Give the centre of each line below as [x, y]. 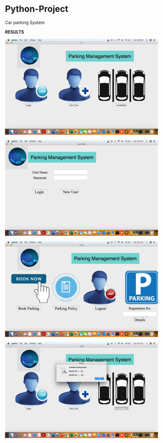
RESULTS [15, 32]
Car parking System [25, 22]
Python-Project [37, 9]
